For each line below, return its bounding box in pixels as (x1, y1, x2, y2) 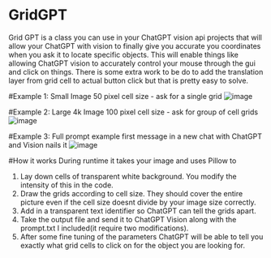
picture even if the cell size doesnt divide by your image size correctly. (19, 197, 257, 207)
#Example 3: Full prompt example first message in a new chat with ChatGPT (8, 131, 262, 141)
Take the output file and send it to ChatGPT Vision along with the (19, 214, 237, 224)
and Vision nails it (8, 140, 67, 149)
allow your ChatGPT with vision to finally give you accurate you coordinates (8, 41, 261, 50)
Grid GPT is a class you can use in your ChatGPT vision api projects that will (8, 32, 262, 42)
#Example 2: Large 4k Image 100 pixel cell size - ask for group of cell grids (8, 107, 258, 117)
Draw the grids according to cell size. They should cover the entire (19, 188, 243, 198)
